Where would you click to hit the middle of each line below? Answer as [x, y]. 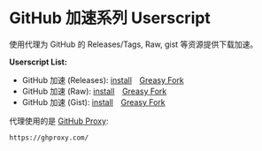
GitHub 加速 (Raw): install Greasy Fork [94, 91]
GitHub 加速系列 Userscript [110, 18]
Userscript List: [39, 62]
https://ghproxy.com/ [49, 138]
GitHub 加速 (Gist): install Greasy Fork [93, 102]
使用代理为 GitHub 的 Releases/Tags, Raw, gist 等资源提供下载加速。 [134, 44]
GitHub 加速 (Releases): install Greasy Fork [103, 79]
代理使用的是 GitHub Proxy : [59, 121]
